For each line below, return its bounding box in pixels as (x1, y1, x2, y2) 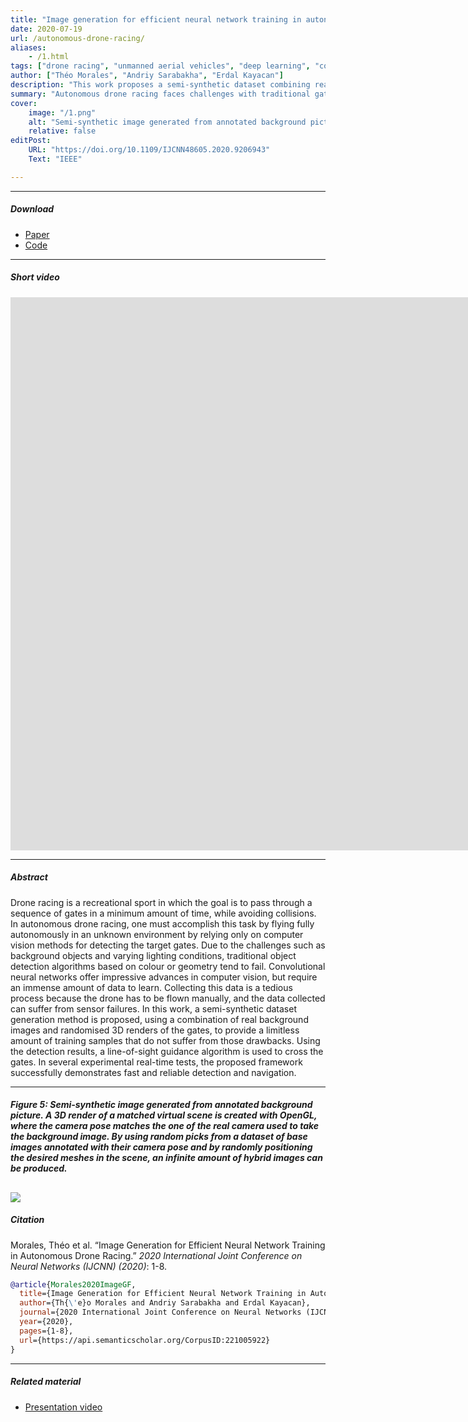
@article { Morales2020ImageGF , (10, 1279, 137, 1290)
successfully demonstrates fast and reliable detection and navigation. (10, 1066, 297, 1078)
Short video (10, 271, 60, 283)
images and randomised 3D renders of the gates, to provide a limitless (10, 1024, 300, 1036)
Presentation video (24, 1401, 103, 1413)
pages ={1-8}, (19, 1326, 74, 1336)
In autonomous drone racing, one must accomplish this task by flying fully (10, 917, 315, 930)
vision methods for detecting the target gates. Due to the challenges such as (10, 939, 326, 951)
